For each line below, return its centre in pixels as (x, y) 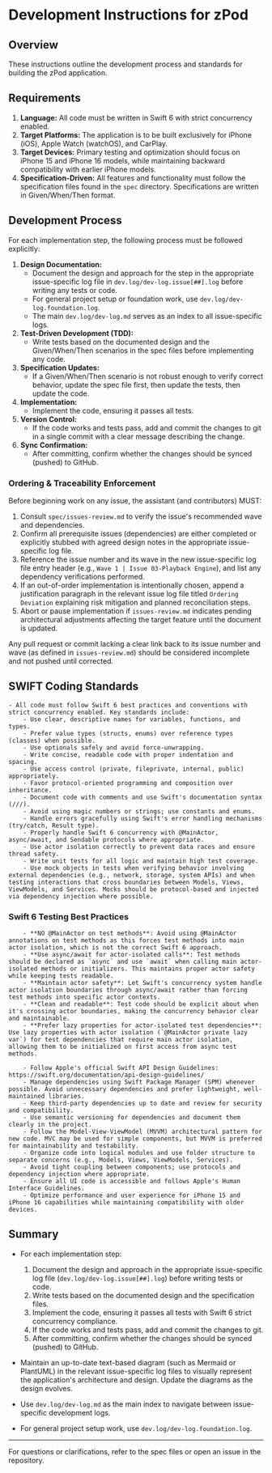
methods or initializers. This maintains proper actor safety (148, 969)
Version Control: (48, 419)
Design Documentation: (61, 264)
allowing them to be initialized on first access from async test (123, 1047)
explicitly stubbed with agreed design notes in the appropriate (123, 542)
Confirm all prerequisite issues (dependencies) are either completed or (138, 533)
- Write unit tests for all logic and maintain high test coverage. (141, 861)
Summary (34, 1235)
